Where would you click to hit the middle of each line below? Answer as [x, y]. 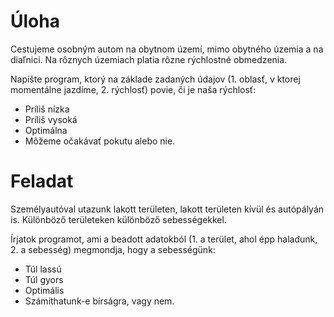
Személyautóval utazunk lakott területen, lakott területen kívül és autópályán [167, 209]
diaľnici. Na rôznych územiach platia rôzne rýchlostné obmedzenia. [149, 59]
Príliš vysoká [51, 119]
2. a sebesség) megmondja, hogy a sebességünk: [113, 249]
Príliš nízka [47, 109]
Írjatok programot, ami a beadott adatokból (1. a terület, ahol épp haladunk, [164, 239]
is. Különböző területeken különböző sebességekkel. [118, 219]
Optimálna [46, 130]
